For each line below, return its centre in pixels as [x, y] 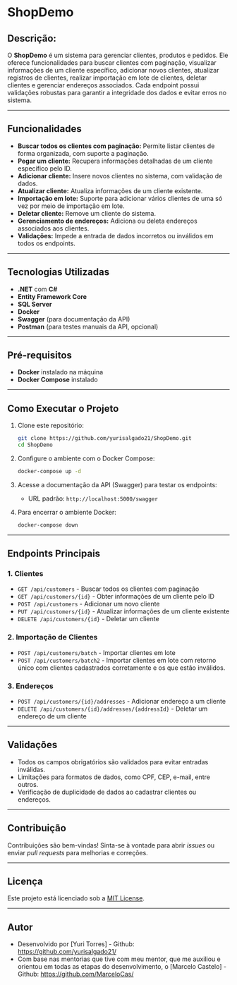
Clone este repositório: [51, 426]
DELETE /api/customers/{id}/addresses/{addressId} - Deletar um [113, 709]
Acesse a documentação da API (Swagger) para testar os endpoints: [117, 484]
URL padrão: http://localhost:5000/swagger [93, 498]
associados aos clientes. [53, 228]
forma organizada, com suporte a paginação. [83, 153]
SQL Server [35, 304]
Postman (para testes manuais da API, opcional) [88, 326]
